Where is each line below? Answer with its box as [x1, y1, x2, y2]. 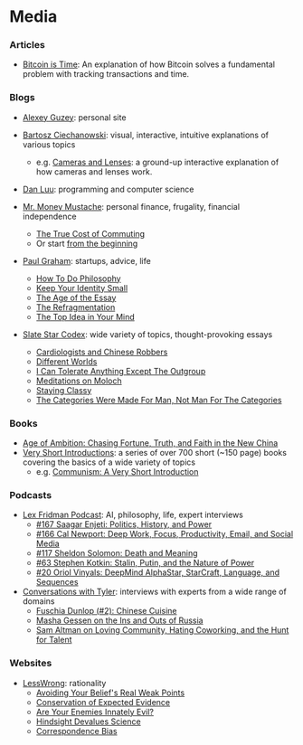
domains [22, 596, 55, 607]
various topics [22, 138, 76, 150]
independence [22, 211, 77, 222]
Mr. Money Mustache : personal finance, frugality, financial [22, 201, 241, 212]
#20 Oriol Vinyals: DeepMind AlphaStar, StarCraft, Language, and [35, 567, 280, 578]
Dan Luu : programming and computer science [22, 184, 194, 194]
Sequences [35, 577, 79, 588]
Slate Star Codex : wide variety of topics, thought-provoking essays [22, 328, 273, 340]
